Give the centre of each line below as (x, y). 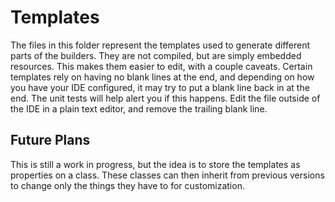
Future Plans (50, 140)
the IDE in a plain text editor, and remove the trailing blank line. (139, 108)
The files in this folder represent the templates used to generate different (160, 45)
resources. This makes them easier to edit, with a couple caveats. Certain (161, 66)
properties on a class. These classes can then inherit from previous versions (167, 175)
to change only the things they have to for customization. (127, 185)
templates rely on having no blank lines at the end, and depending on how (162, 77)
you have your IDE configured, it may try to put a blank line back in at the (160, 87)
